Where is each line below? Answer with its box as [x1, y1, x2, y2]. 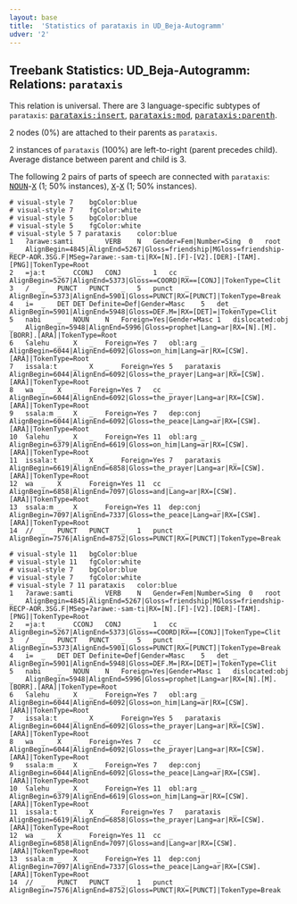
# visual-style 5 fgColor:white [9, 222, 142, 230]
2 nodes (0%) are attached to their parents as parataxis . [9, 127, 218, 138]
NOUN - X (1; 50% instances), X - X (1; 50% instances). [9, 180, 198, 192]
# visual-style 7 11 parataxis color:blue [9, 582, 177, 590]
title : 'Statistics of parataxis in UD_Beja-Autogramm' [9, 21, 226, 30]
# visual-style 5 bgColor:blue [9, 213, 138, 223]
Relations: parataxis [9, 77, 123, 92]
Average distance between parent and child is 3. [9, 154, 187, 165]
